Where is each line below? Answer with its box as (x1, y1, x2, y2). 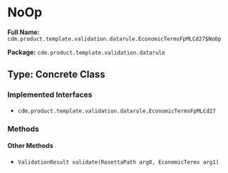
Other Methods (7, 142, 53, 150)
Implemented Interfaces (7, 90, 93, 100)
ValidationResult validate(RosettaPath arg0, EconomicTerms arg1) (17, 158, 219, 166)
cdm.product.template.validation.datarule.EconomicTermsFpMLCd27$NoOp (7, 35, 222, 43)
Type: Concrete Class (7, 68, 105, 80)
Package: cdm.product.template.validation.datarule (7, 48, 165, 56)
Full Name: (7, 28, 40, 36)
